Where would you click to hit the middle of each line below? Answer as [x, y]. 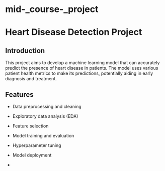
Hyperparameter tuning [37, 145]
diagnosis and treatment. [31, 79]
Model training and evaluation [43, 136]
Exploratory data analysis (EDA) [45, 116]
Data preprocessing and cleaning [47, 107]
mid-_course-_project [52, 9]
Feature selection [30, 126]
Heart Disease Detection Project [74, 32]
